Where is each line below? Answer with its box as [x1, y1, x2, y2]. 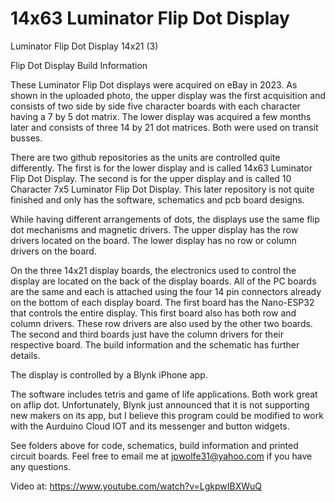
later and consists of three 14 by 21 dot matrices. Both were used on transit [10, 121, 319, 133]
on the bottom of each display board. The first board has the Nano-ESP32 [10, 296, 315, 308]
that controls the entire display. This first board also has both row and [10, 307, 297, 319]
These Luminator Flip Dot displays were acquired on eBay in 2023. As [10, 78, 298, 91]
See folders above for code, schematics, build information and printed [10, 439, 299, 451]
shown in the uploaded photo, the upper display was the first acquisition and [10, 89, 327, 101]
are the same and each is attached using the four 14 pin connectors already [10, 285, 322, 297]
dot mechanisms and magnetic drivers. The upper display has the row [10, 223, 299, 236]
